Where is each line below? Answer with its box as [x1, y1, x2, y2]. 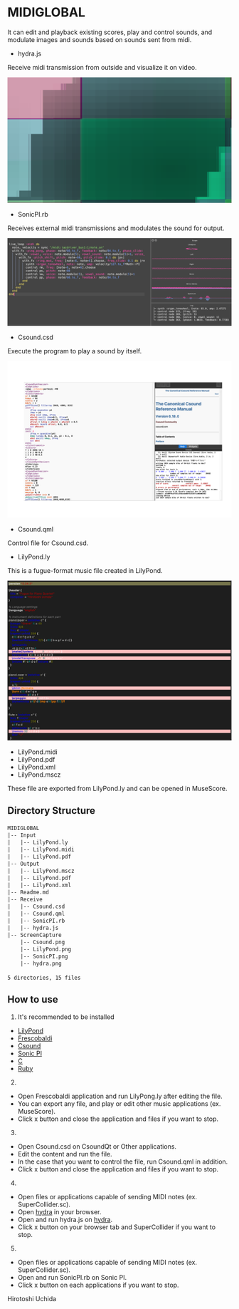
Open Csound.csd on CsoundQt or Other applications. [17, 1142, 176, 1151]
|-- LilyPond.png [20, 946, 72, 953]
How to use [7, 993, 58, 1005]
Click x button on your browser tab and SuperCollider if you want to [17, 1223, 216, 1231]
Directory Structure [7, 804, 96, 817]
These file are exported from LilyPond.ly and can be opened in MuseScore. [7, 785, 228, 793]
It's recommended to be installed [17, 1013, 115, 1021]
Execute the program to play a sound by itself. [7, 346, 142, 355]
